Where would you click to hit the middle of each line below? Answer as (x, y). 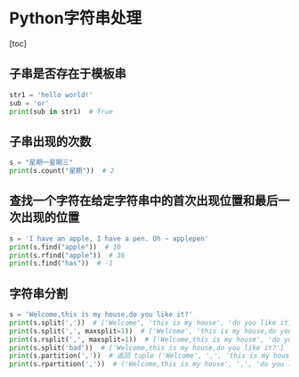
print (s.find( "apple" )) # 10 (65, 247)
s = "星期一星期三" (41, 163)
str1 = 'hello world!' (51, 94)
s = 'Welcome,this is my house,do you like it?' (101, 315)
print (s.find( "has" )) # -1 (61, 264)
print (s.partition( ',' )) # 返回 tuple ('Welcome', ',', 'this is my (139, 356)
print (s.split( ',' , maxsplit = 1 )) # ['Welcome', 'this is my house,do (143, 331)
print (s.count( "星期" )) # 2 (62, 171)
